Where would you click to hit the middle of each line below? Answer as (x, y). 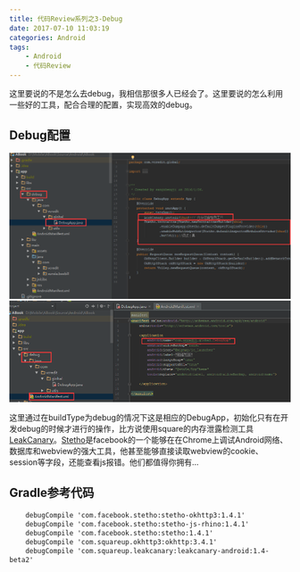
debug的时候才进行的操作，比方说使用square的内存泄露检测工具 (135, 428)
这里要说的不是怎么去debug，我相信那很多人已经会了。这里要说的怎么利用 (146, 93)
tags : (19, 47)
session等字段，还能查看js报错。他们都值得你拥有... (104, 462)
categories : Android (48, 37)
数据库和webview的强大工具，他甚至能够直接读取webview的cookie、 (136, 451)
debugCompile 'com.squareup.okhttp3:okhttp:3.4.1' (121, 542)
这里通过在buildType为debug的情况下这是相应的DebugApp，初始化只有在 (145, 417)
